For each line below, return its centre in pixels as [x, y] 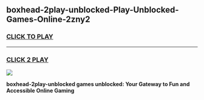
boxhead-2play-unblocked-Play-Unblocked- [93, 10]
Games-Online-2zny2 [48, 20]
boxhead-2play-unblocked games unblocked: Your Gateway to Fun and [98, 84]
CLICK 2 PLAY [27, 59]
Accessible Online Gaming [40, 90]
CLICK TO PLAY [30, 37]
